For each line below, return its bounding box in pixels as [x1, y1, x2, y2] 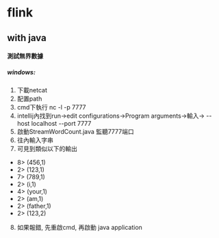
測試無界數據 [7, 52, 43, 60]
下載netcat [16, 86, 48, 94]
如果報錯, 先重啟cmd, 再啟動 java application [16, 224, 142, 232]
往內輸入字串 [16, 136, 53, 144]
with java [7, 32, 47, 44]
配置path [16, 94, 42, 103]
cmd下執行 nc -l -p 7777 [16, 103, 87, 111]
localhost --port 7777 [31, 120, 92, 128]
